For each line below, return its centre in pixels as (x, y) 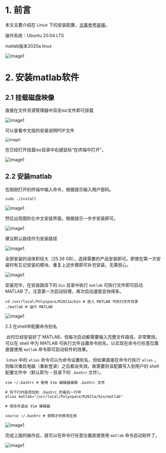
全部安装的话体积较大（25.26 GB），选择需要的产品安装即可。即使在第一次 (81, 258)
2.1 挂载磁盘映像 (30, 97)
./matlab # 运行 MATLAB (29, 307)
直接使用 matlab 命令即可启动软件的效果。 (48, 349)
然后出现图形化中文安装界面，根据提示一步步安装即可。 (61, 218)
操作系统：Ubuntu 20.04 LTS (35, 35)
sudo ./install (21, 199)
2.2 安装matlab (28, 177)
